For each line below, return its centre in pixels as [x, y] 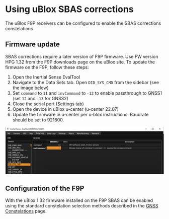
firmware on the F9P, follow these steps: [47, 67]
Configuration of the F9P [45, 188]
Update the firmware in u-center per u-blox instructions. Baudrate [81, 114]
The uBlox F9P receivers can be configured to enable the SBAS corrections [83, 23]
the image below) [30, 88]
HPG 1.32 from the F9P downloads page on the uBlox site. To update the [80, 62]
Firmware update [33, 45]
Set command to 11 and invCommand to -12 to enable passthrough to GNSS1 [87, 93]
